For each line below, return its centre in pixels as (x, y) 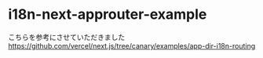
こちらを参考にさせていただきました (67, 37)
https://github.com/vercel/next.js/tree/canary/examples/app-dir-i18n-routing (132, 45)
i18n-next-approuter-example (108, 14)
